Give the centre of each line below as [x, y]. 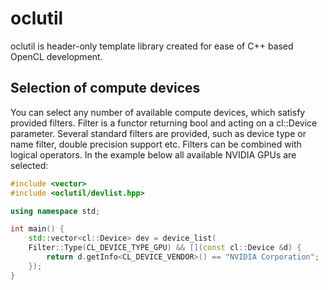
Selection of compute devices [105, 88]
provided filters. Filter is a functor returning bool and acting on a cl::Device [164, 123]
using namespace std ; [55, 211]
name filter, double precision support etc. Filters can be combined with [156, 144]
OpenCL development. [56, 56]
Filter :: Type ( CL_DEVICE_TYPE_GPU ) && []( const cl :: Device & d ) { [165, 248]
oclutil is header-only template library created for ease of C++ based [152, 46]
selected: [29, 165]
